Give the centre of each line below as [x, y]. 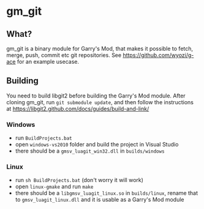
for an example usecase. [48, 62]
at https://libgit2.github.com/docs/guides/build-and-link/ [78, 108]
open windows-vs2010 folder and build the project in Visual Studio [97, 145]
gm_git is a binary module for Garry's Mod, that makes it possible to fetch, [100, 48]
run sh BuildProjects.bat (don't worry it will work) [79, 180]
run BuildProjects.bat [43, 138]
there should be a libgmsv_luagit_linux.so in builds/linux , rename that [106, 193]
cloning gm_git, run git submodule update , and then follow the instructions [100, 102]
